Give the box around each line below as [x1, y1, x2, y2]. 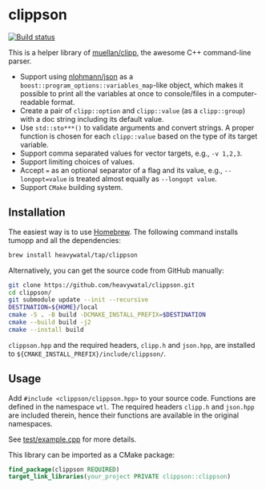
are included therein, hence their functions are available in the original [8, 410, 239, 420]
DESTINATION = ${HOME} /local [8, 303, 99, 312]
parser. [8, 56, 32, 66]
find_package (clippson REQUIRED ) [8, 465, 120, 474]
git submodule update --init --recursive [8, 296, 149, 304]
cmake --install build [8, 325, 84, 333]
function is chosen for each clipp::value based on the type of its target [19, 131, 258, 141]
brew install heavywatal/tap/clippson [8, 251, 138, 259]
